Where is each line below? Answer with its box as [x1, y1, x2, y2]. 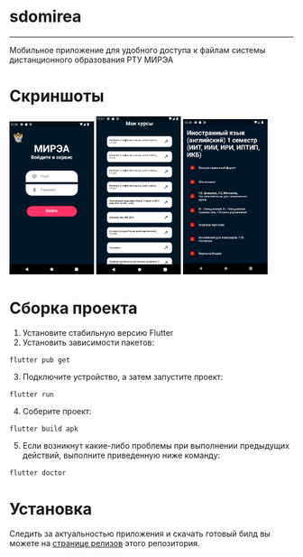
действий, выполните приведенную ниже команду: [22, 450, 221, 461]
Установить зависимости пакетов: [22, 337, 155, 348]
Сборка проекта [9, 298, 138, 318]
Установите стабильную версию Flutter [22, 328, 174, 339]
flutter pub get [9, 356, 70, 365]
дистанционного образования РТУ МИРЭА [9, 54, 174, 65]
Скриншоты [9, 86, 105, 107]
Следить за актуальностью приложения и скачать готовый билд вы [9, 528, 271, 539]
